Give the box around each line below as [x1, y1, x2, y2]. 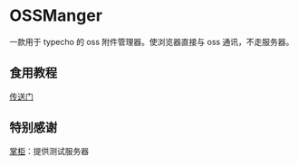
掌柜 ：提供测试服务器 [9, 145, 89, 156]
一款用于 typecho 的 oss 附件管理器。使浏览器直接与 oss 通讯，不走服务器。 [9, 36, 294, 47]
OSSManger [9, 5, 102, 26]
